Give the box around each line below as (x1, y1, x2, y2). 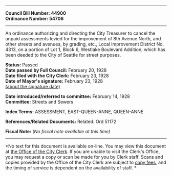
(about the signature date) (5, 84, 60, 89)
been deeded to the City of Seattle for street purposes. (5, 52, 121, 58)
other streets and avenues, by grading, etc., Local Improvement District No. (5, 41, 164, 47)
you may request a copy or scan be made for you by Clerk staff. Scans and (5, 154, 163, 160)
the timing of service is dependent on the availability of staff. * (5, 165, 137, 171)
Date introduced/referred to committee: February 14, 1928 (5, 93, 131, 99)
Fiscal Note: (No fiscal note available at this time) (5, 129, 111, 134)
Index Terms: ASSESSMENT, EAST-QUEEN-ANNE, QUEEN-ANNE (5, 109, 144, 115)
